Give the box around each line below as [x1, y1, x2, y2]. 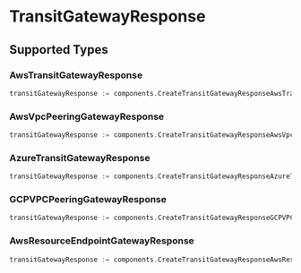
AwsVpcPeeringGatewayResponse [9, 110, 165, 123]
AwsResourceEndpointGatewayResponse [9, 235, 194, 247]
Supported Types [9, 42, 109, 57]
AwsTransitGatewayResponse [9, 69, 143, 81]
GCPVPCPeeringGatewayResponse [9, 193, 168, 206]
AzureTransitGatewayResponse [9, 151, 150, 164]
